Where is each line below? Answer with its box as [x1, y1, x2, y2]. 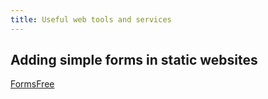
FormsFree [10, 78, 55, 90]
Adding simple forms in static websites [10, 52, 258, 69]
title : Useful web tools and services [10, 14, 172, 25]
